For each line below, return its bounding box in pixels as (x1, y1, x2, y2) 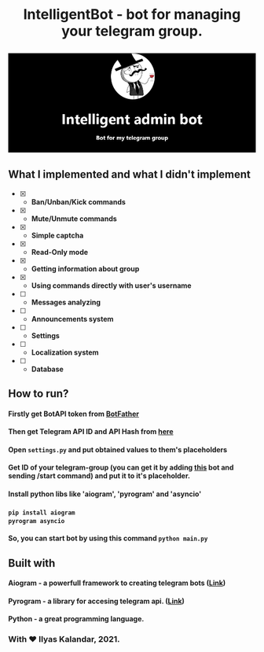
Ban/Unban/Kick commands (31, 197, 126, 206)
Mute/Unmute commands (31, 214, 118, 223)
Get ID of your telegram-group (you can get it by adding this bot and (8, 462, 234, 473)
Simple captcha (31, 230, 84, 240)
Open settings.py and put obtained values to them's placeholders (8, 444, 228, 454)
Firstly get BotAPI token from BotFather (8, 409, 140, 418)
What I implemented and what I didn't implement (8, 168, 251, 182)
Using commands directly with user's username (31, 281, 192, 290)
